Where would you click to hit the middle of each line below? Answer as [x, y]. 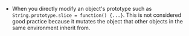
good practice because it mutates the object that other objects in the [97, 21]
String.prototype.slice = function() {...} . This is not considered [97, 15]
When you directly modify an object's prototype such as [82, 9]
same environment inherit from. [51, 28]
